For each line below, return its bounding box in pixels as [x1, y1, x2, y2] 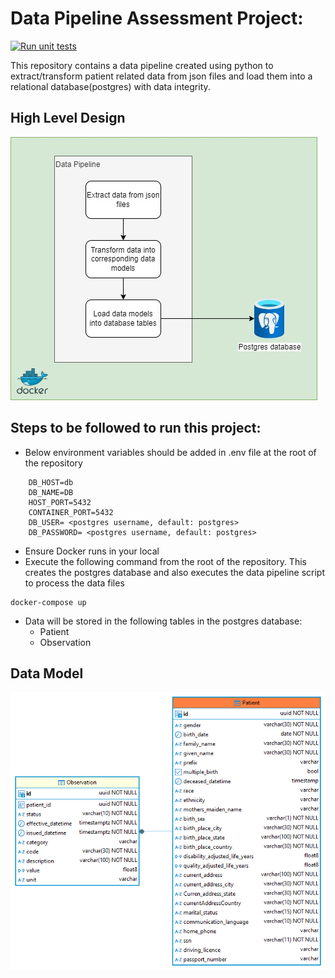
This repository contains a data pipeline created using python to [10, 59, 274, 71]
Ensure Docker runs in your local [24, 545, 160, 557]
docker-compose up [10, 597, 87, 607]
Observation [39, 636, 92, 648]
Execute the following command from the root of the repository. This [24, 555, 307, 567]
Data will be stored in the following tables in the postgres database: [24, 615, 303, 627]
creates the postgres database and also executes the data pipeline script [24, 566, 325, 578]
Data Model [10, 665, 84, 682]
